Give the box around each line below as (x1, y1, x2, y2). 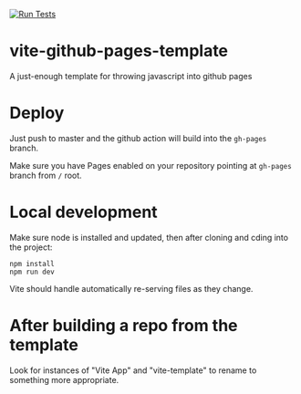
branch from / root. (9, 170, 82, 181)
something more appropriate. (9, 374, 119, 385)
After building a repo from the (9, 316, 239, 336)
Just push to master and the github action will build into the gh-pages (9, 132, 267, 143)
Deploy (9, 103, 65, 123)
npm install (9, 259, 55, 268)
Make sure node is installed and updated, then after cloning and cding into (9, 232, 289, 243)
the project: (9, 242, 53, 253)
